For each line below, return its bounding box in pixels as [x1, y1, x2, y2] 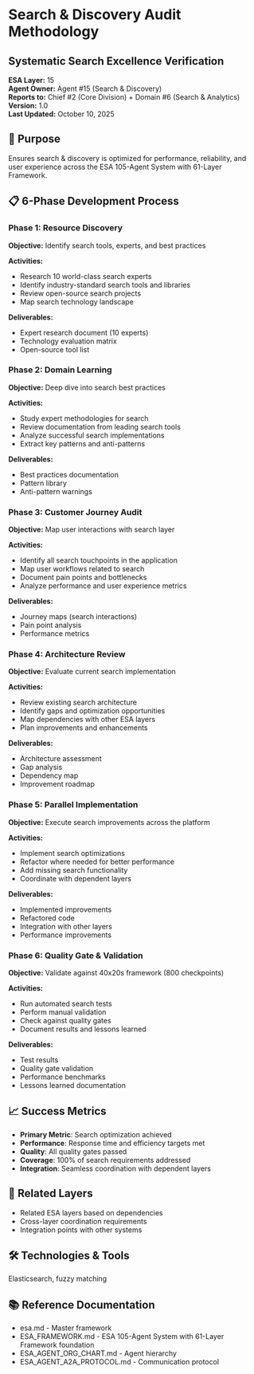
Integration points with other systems [19, 1225, 143, 1235]
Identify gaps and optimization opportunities [19, 706, 166, 716]
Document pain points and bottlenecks [19, 572, 147, 583]
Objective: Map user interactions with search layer [8, 524, 175, 535]
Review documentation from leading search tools [19, 422, 182, 431]
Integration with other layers [19, 921, 113, 931]
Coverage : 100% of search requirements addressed [19, 1155, 191, 1164]
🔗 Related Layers [8, 1187, 93, 1200]
